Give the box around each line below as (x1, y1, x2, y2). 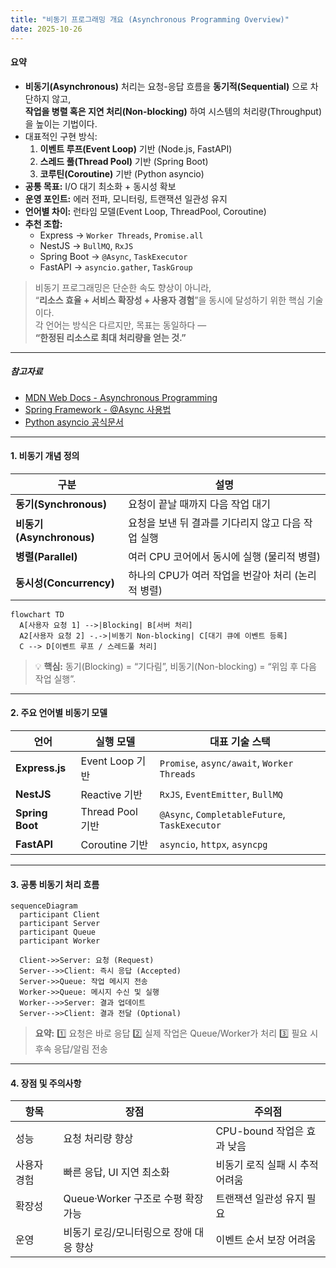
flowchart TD (10, 609, 65, 620)
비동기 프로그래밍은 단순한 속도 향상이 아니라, (34, 281, 212, 293)
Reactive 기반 (80, 788, 143, 802)
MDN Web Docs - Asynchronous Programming (24, 391, 218, 403)
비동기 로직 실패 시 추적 (215, 1158, 319, 1172)
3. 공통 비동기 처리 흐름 (10, 878, 100, 890)
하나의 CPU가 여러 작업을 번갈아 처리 (128, 568, 292, 582)
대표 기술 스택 (209, 735, 271, 749)
